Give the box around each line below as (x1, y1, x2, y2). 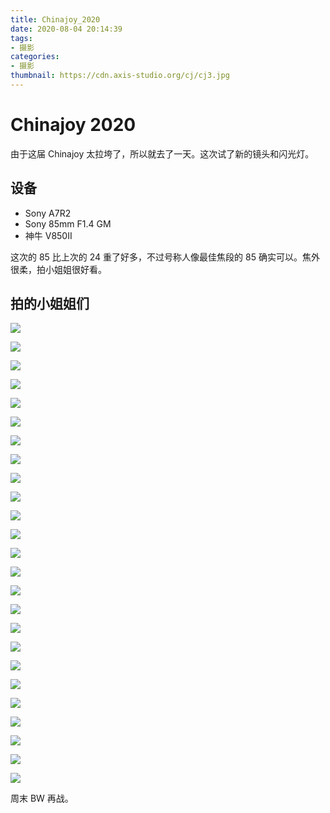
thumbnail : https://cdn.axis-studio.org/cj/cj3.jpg (10, 71, 230, 81)
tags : (10, 33, 33, 43)
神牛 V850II (24, 229, 73, 241)
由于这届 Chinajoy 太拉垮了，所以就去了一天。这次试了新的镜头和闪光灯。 (10, 147, 315, 160)
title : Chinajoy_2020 (10, 14, 101, 25)
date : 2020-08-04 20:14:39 (10, 24, 123, 34)
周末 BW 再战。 (10, 792, 74, 805)
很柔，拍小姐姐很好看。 (10, 263, 107, 275)
